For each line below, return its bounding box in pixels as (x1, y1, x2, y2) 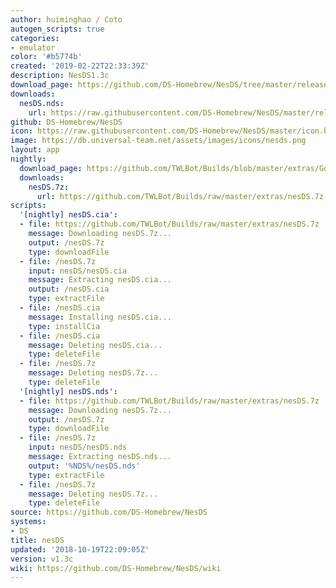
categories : (10, 33, 60, 43)
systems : (10, 517, 47, 527)
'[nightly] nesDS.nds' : (19, 386, 118, 396)
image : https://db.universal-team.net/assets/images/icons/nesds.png (10, 136, 307, 146)
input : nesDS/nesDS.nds (28, 442, 128, 453)
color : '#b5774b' (10, 52, 83, 62)
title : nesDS (10, 535, 65, 545)
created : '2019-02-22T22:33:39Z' (10, 61, 150, 71)
